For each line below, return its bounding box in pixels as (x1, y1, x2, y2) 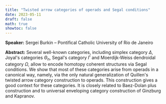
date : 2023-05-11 (5, 12, 41, 17)
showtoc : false (5, 26, 37, 31)
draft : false (5, 16, 32, 21)
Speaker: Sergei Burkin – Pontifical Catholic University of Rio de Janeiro (5, 39, 154, 45)
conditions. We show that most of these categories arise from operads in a (5, 66, 159, 72)
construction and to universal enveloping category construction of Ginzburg (5, 87, 161, 93)
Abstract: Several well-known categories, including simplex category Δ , (5, 49, 154, 55)
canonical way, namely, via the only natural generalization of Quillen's (5, 71, 149, 77)
